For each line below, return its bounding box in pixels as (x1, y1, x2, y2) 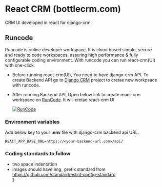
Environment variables (5, 118, 60, 125)
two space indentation (12, 161, 57, 167)
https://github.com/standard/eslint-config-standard (12, 172, 116, 178)
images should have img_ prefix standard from (12, 166, 106, 172)
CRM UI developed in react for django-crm (5, 20, 91, 25)
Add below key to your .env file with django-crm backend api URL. (5, 129, 139, 135)
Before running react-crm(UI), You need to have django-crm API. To (12, 72, 149, 78)
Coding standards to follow (5, 150, 71, 157)
